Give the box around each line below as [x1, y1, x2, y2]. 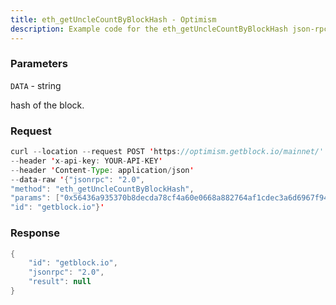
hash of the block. [10, 99, 85, 111]
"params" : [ [10, 193, 60, 203]
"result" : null [28, 277, 92, 287]
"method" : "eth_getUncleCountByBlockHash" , [10, 184, 195, 194]
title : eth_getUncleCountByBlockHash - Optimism [10, 14, 217, 25]
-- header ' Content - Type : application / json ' [10, 165, 195, 175]
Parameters [10, 57, 68, 71]
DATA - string [10, 79, 62, 91]
